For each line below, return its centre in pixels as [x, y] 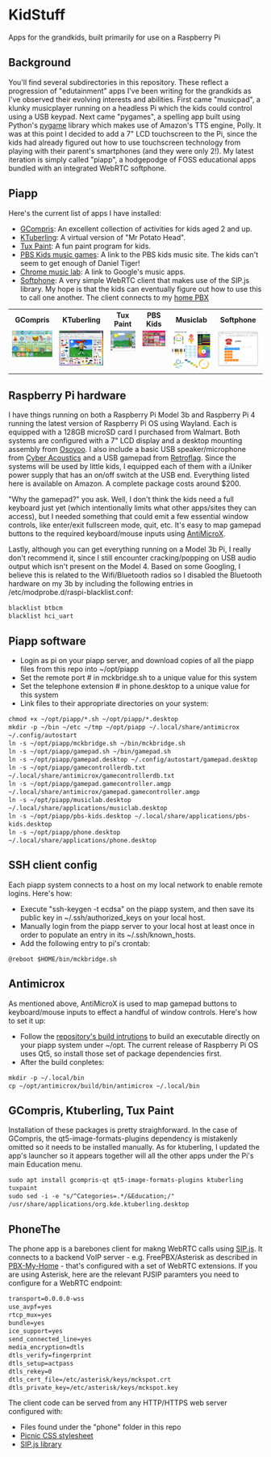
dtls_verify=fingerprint [50, 1356]
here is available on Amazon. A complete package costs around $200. [125, 484]
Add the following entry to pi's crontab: [85, 943]
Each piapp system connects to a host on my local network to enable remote [135, 885]
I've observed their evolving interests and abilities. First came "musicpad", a [134, 99]
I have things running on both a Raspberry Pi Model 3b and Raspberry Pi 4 [132, 415]
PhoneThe [35, 1229]
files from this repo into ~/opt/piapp [79, 669]
